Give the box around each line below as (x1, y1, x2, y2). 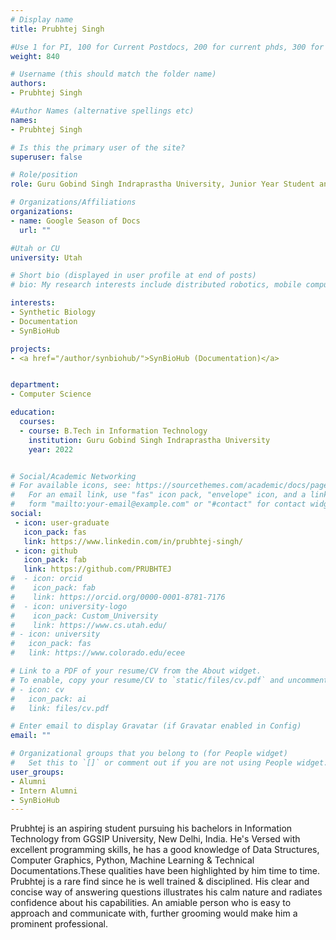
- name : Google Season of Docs (10, 216, 141, 226)
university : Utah (10, 252, 83, 263)
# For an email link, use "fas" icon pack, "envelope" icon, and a (10, 490, 307, 500)
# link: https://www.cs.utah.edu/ (10, 620, 168, 630)
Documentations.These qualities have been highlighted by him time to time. (10, 865, 321, 877)
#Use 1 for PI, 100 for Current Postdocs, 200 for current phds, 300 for (10, 42, 325, 52)
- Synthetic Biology (10, 307, 97, 317)
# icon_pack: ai (10, 694, 87, 704)
